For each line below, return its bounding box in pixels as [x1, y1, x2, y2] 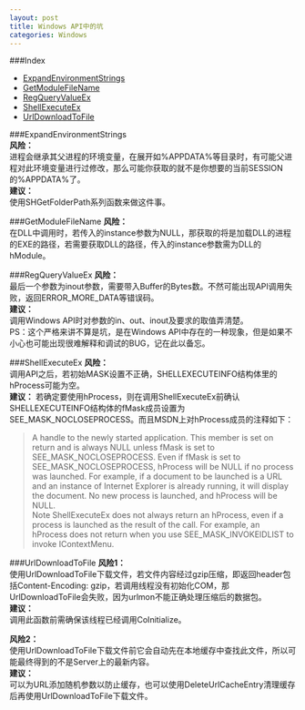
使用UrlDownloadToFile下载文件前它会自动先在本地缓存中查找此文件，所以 [9, 645, 289, 656]
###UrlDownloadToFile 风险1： [9, 557, 126, 569]
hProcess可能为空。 [9, 380, 85, 391]
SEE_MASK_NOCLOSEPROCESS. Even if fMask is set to [31, 451, 241, 462]
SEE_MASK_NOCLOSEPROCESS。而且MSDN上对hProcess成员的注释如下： [9, 414, 294, 425]
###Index [9, 56, 46, 66]
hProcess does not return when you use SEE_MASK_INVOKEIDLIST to [31, 529, 294, 540]
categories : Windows [9, 30, 88, 39]
